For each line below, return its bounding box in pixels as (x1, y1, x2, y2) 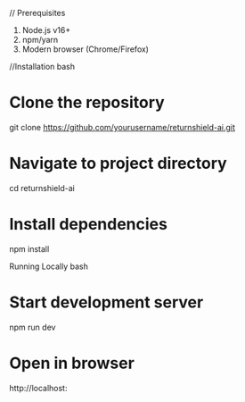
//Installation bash (9, 62, 76, 71)
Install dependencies (9, 214, 167, 235)
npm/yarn (21, 35, 59, 45)
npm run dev (9, 322, 56, 332)
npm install (9, 243, 50, 254)
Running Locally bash (9, 261, 89, 272)
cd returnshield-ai (9, 182, 76, 193)
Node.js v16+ (21, 25, 71, 35)
